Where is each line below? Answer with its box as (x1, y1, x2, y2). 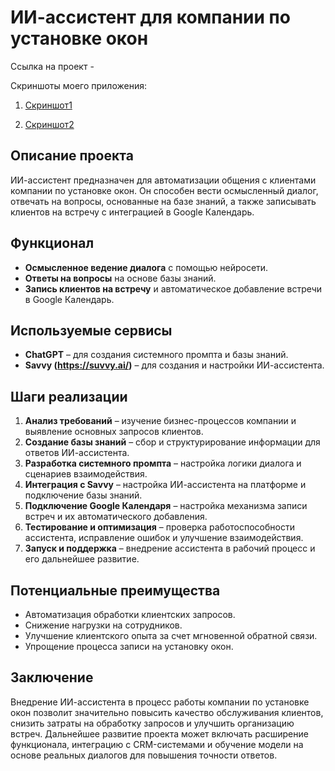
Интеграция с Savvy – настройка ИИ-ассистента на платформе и (24, 479, 307, 491)
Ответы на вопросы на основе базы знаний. (24, 272, 217, 284)
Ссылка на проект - (10, 60, 95, 72)
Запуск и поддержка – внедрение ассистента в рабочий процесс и (24, 542, 316, 555)
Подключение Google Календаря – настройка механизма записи (24, 500, 308, 512)
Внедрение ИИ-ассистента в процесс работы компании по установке (10, 696, 310, 708)
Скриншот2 (24, 118, 75, 130)
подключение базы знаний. (24, 489, 143, 501)
